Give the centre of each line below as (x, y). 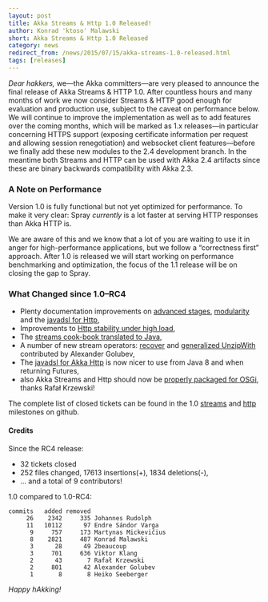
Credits (21, 430)
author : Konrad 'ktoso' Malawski (64, 30)
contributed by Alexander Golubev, (77, 354)
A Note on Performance (55, 189)
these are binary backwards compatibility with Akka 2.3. (101, 168)
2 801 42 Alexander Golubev (92, 567)
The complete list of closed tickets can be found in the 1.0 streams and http (132, 404)
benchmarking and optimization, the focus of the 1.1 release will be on (123, 265)
